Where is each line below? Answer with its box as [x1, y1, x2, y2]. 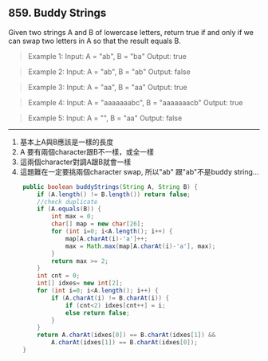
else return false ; [65, 308, 130, 317]
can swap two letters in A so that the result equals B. [8, 36, 181, 45]
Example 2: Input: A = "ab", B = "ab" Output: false [27, 67, 191, 77]
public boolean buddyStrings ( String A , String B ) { [22, 182, 198, 190]
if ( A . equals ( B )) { [37, 205, 102, 214]
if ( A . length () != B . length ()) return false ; [37, 190, 191, 198]
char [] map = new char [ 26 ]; [50, 220, 145, 228]
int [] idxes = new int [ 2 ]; [37, 279, 124, 288]
